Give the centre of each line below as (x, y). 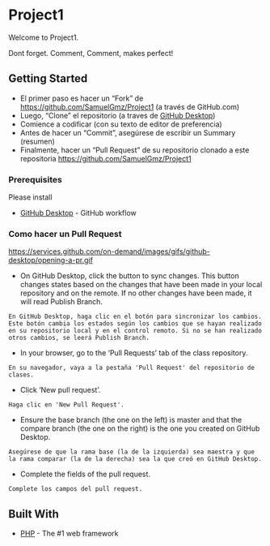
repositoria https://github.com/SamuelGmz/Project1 (105, 158)
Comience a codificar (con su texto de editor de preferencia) (121, 124)
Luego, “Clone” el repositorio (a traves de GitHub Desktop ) (118, 115)
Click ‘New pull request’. (60, 390)
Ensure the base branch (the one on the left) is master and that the (131, 420)
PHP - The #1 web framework (69, 534)
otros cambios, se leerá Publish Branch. (79, 338)
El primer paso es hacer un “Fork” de (82, 98)
